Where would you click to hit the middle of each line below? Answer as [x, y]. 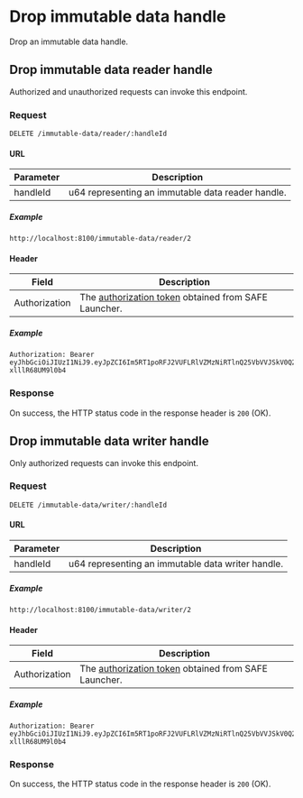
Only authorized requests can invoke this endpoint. [104, 463]
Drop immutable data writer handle [109, 441]
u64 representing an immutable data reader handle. [177, 193]
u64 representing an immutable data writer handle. [176, 564]
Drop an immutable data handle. [69, 41]
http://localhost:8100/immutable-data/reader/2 [101, 239]
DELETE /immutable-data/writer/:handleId [88, 505]
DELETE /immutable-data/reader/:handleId [88, 134]
